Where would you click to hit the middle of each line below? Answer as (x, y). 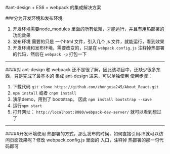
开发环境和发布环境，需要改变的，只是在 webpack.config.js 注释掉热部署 (89, 48)
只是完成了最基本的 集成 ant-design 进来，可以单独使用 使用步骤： (83, 76)
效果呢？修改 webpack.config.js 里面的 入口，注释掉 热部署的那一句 (89, 140)
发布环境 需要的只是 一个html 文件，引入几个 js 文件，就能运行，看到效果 (88, 41)
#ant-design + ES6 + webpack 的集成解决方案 (53, 7)
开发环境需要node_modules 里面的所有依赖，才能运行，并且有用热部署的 (88, 29)
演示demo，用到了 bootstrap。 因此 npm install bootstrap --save (82, 99)
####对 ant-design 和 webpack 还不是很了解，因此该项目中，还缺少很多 (81, 69)
